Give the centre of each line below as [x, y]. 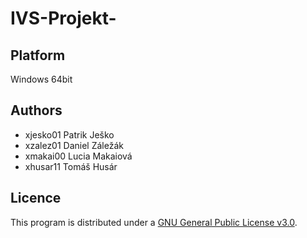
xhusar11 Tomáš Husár [71, 166]
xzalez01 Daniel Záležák [74, 145]
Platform [38, 55]
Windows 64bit [41, 79]
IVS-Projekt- [63, 18]
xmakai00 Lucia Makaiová [78, 156]
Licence [36, 198]
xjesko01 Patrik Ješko [69, 134]
